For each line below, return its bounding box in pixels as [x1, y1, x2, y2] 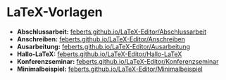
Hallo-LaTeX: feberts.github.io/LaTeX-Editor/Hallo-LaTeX [16, 50, 182, 58]
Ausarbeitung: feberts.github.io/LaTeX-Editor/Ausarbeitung [16, 42, 191, 51]
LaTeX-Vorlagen [6, 4, 103, 20]
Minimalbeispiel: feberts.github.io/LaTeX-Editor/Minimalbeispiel [16, 65, 203, 73]
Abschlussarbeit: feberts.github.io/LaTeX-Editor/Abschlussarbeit [16, 27, 207, 36]
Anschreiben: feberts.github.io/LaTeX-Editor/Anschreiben [16, 34, 186, 43]
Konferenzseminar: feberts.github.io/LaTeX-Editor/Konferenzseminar [16, 57, 219, 65]
